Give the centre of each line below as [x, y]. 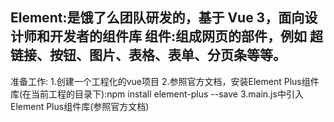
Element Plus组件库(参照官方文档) [80, 106]
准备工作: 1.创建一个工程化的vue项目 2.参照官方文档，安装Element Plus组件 [165, 81]
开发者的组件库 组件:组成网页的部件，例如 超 [186, 36]
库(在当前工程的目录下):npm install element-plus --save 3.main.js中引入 [157, 94]
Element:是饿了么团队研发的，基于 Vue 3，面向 [157, 18]
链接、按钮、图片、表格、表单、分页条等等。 [148, 55]
